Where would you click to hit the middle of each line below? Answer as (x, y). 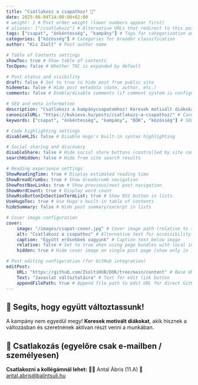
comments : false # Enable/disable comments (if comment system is (89, 93)
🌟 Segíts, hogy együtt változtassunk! (75, 307)
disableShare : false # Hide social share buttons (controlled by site (95, 153)
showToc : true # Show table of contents (57, 60)
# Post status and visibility (43, 77)
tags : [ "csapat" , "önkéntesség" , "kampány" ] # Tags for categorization (96, 34)
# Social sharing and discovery (46, 147)
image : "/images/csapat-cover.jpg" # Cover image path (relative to (103, 228)
